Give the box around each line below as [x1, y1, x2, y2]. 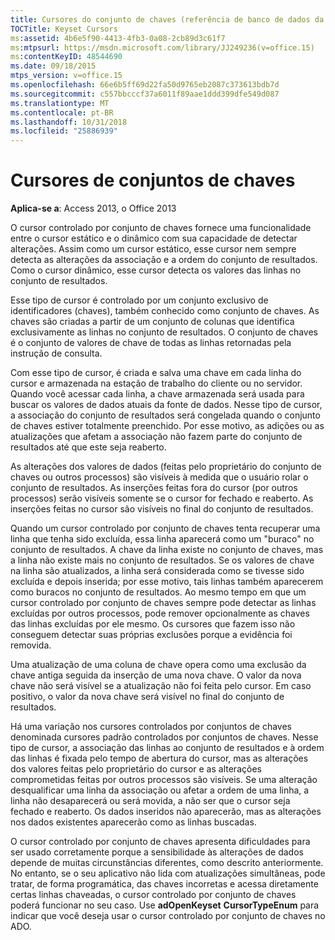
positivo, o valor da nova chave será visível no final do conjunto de [10, 691, 285, 703]
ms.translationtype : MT [10, 98, 110, 108]
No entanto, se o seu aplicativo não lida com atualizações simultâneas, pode [10, 867, 326, 880]
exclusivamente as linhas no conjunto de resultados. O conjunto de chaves [10, 326, 318, 338]
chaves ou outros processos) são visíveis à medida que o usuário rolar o [10, 471, 309, 483]
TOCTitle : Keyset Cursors [10, 24, 118, 34]
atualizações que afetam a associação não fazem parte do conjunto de [10, 431, 303, 443]
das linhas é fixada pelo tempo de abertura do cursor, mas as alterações [10, 752, 309, 765]
